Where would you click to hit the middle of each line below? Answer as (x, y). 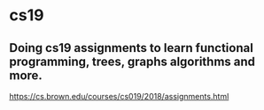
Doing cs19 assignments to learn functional (132, 48)
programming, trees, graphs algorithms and (132, 61)
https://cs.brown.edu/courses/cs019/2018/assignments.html (119, 96)
